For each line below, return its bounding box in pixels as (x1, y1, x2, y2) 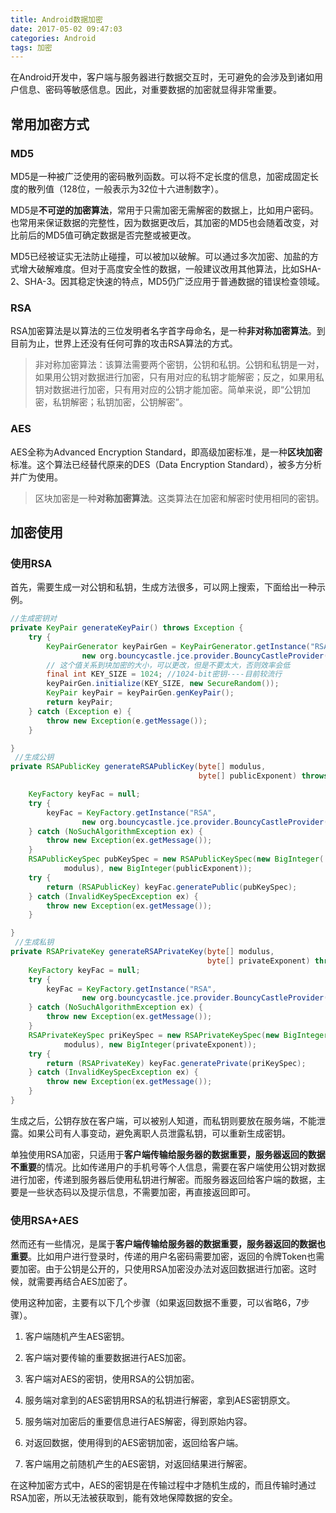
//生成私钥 (14, 937, 55, 948)
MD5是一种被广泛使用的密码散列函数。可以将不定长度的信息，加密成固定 (10, 170, 311, 182)
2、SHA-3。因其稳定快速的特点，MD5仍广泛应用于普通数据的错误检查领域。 (10, 275, 326, 287)
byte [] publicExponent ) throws (198, 771, 329, 781)
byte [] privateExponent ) (207, 956, 311, 966)
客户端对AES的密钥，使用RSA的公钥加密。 (24, 1373, 200, 1385)
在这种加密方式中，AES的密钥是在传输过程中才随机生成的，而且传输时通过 (10, 1479, 317, 1491)
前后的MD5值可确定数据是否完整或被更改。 (18, 229, 197, 241)
